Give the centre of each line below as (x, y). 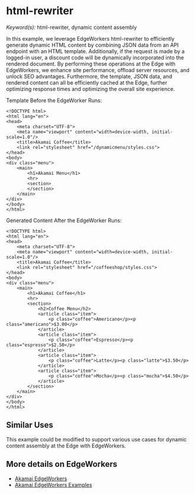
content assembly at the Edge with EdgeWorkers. (66, 446)
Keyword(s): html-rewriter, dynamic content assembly (71, 27)
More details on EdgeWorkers (62, 464)
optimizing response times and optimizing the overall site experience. (91, 89)
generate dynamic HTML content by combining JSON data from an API (92, 45)
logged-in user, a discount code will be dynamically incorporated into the (95, 57)
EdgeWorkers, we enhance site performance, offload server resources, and (98, 70)
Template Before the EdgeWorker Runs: (54, 100)
